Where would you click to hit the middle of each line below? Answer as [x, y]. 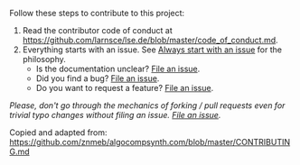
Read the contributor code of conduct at [98, 30]
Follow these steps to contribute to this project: [97, 13]
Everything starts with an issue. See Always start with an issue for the [152, 50]
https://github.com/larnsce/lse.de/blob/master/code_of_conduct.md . [150, 40]
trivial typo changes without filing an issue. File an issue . [115, 115]
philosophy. [44, 59]
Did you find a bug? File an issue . [98, 78]
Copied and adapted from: [58, 133]
